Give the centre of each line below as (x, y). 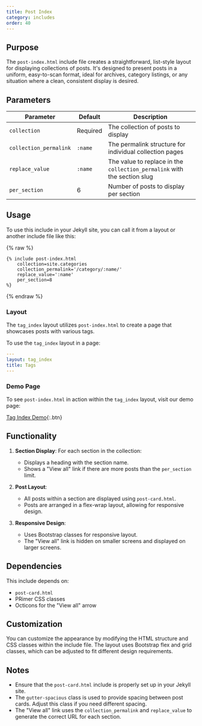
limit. (30, 475)
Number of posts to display (146, 186)
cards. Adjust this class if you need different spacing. (81, 704)
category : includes (31, 17)
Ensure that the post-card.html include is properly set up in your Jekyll (103, 685)
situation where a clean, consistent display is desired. (72, 81)
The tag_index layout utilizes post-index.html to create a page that (89, 325)
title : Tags (21, 365)
